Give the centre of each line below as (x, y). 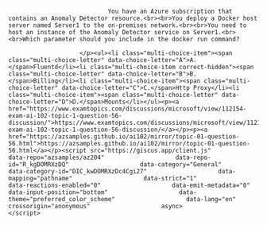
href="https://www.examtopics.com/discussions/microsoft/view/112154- (128, 109)
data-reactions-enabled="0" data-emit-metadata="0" (129, 185)
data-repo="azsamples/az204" (56, 157)
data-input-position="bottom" (58, 192)
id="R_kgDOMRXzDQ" (39, 165)
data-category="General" (181, 165)
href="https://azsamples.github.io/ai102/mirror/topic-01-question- (124, 137)
